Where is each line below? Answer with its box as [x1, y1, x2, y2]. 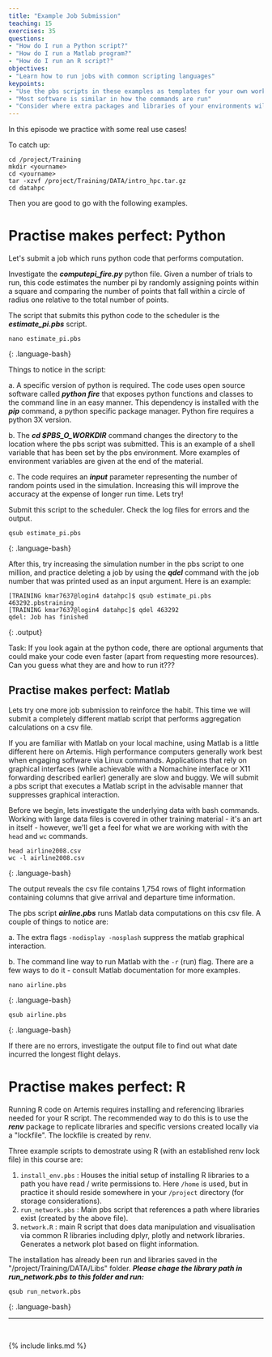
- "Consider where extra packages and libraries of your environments [8, 102, 252, 110]
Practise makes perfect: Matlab [8, 683, 171, 697]
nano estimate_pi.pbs [8, 335, 82, 343]
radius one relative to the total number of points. [8, 295, 169, 304]
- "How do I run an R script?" [8, 57, 114, 66]
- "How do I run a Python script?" [8, 42, 129, 50]
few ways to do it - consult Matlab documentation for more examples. [8, 965, 241, 975]
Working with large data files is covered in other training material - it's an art [8, 814, 262, 823]
